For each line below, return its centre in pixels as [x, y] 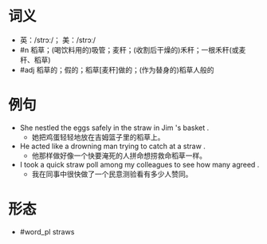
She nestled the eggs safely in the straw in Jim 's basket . [114, 128]
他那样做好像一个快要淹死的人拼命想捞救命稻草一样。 [119, 155]
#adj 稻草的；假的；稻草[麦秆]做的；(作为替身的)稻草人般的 [117, 69]
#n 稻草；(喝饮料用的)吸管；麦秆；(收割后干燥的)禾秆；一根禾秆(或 [129, 49]
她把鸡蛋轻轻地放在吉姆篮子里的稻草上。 [98, 137]
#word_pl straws [47, 231]
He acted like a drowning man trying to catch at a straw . [112, 146]
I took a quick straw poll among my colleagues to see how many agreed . [139, 164]
